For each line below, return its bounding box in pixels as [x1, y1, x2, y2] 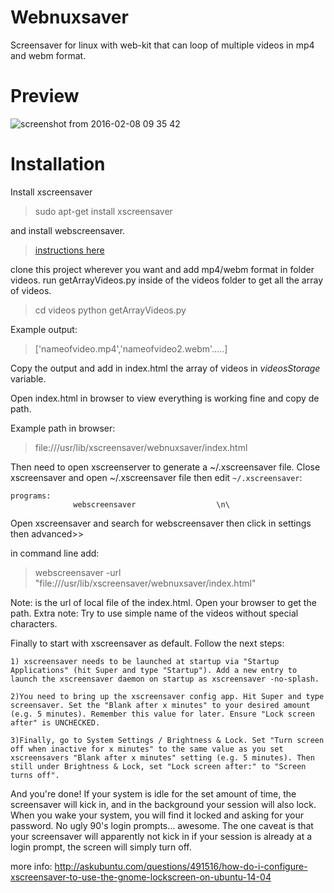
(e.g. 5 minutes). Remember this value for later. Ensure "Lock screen [10, 709, 315, 719]
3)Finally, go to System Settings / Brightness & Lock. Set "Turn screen [10, 735, 325, 745]
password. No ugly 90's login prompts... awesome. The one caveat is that [10, 819, 314, 831]
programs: [10, 491, 52, 501]
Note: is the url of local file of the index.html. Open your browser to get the [10, 596, 317, 608]
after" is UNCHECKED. [10, 717, 101, 728]
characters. [10, 617, 58, 630]
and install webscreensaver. [10, 224, 126, 236]
